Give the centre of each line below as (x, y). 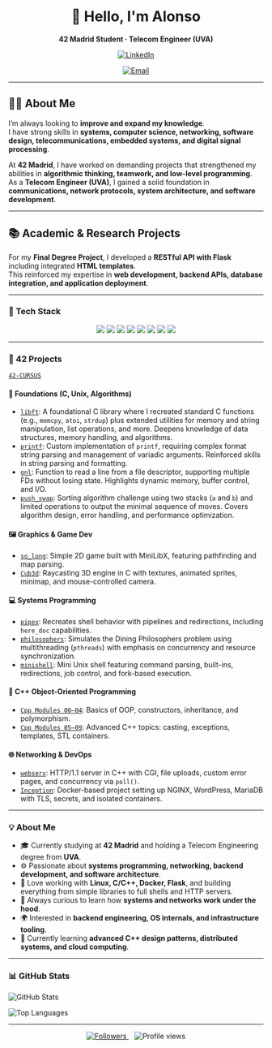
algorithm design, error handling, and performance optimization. (127, 515)
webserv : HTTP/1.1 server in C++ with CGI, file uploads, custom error (133, 773)
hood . (30, 909)
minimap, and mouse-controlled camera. (88, 581)
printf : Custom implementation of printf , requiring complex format (133, 446)
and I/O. (33, 489)
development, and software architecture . (91, 874)
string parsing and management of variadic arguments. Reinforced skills (140, 455)
